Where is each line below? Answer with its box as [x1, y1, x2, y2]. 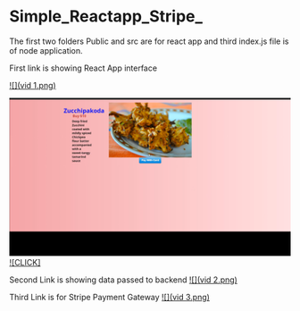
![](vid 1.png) [9, 80, 56, 90]
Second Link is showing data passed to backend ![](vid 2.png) [9, 274, 238, 285]
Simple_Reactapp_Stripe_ [9, 6, 204, 27]
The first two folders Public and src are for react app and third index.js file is [9, 36, 289, 46]
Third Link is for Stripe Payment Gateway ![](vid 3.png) [9, 292, 210, 303]
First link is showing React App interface [9, 63, 158, 73]
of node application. [9, 45, 83, 55]
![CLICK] [9, 257, 41, 268]
